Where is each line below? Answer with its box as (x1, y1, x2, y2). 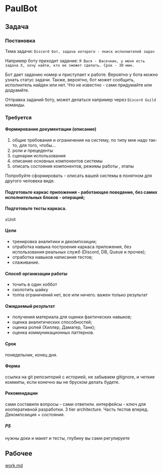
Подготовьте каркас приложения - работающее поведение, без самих (5, 189, 158, 195)
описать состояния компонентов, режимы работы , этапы (12, 163, 134, 169)
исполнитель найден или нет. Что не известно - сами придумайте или (5, 82, 152, 88)
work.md (5, 462, 23, 468)
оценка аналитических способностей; (12, 319, 93, 325)
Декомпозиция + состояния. (5, 412, 65, 418)
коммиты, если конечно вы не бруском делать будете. (5, 379, 120, 385)
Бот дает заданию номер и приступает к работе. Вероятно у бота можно (5, 72, 158, 77)
